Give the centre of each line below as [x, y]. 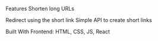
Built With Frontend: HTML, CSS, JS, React [58, 31]
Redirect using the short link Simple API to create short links [79, 20]
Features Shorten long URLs [40, 9]
